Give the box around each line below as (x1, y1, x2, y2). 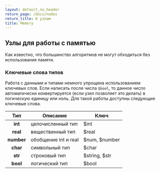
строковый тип (31, 152, 66, 159)
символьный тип (31, 144, 70, 151)
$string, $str (83, 152, 112, 159)
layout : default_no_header (5, 7, 60, 12)
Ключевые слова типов (5, 69, 64, 76)
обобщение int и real (31, 136, 79, 143)
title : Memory (5, 20, 34, 26)
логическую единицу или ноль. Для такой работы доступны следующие (5, 96, 156, 101)
